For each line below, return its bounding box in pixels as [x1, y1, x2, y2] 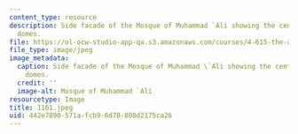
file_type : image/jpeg [9, 46, 93, 55]
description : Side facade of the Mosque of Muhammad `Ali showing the [9, 21, 276, 30]
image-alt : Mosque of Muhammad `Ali [17, 86, 153, 95]
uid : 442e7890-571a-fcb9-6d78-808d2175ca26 [9, 111, 173, 120]
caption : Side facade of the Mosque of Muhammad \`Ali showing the [17, 63, 272, 71]
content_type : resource [9, 12, 98, 22]
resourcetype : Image [9, 94, 86, 104]
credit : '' [17, 78, 58, 87]
